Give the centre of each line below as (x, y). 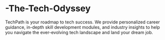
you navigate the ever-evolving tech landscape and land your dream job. (79, 32)
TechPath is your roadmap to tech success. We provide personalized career (82, 22)
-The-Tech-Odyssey (48, 9)
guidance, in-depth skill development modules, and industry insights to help (82, 27)
